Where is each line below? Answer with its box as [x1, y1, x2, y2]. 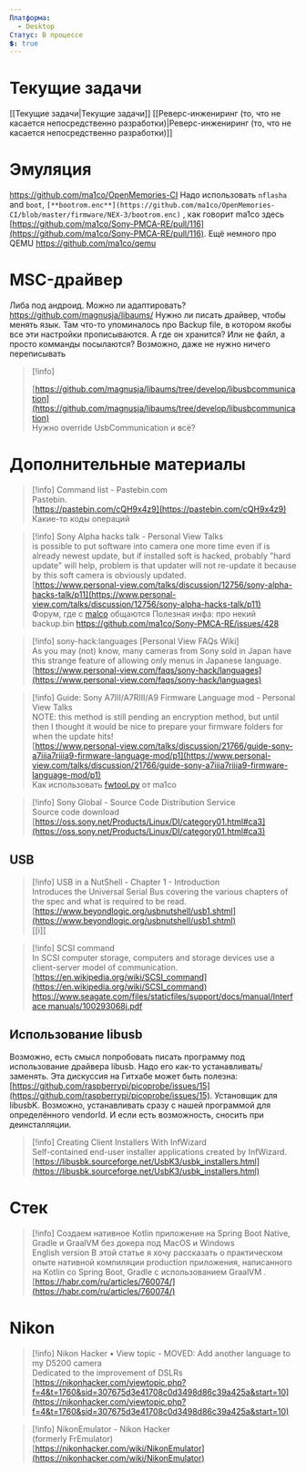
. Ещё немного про [203, 229, 277, 240]
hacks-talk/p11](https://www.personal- [31, 589, 177, 599]
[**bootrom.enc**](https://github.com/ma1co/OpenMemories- [46, 201, 276, 210]
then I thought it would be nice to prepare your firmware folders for [31, 721, 284, 731]
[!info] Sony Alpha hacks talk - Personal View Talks [31, 531, 224, 542]
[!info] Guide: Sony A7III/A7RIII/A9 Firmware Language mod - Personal [31, 692, 296, 702]
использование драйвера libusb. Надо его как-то [9, 1060, 200, 1071]
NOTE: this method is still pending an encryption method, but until [31, 711, 280, 722]
